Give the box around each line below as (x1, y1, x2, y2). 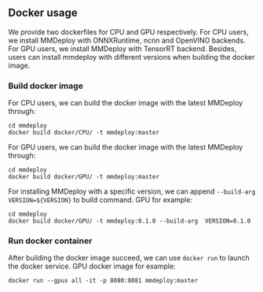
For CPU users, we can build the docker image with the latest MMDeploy (8, 98, 243, 108)
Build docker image (8, 80, 84, 91)
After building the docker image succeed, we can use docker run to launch (8, 253, 250, 263)
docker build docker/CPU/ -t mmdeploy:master (8, 129, 159, 137)
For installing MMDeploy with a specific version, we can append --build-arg (8, 187, 256, 196)
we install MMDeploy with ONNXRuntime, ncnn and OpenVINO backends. (8, 35, 246, 45)
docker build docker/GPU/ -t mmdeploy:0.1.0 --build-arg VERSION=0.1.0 (8, 217, 251, 225)
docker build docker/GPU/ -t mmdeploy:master (8, 173, 159, 181)
